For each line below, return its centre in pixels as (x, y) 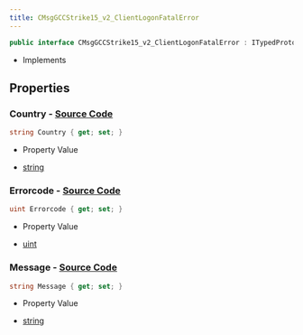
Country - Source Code (61, 114)
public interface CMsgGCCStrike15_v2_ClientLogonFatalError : (129, 42)
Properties (40, 88)
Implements (44, 60)
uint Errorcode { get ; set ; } (66, 209)
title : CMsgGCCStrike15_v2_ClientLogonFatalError (105, 18)
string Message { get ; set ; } (66, 286)
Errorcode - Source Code (65, 191)
